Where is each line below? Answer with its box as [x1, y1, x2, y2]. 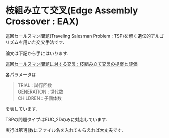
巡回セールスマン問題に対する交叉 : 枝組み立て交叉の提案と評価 [5, 61, 138, 67]
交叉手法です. [36, 39, 65, 45]
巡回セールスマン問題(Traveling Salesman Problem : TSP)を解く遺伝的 [5, 33, 151, 39]
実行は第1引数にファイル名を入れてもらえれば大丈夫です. [5, 127, 123, 133]
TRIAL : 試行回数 [17, 82, 52, 88]
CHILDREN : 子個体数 [17, 95, 62, 101]
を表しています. [5, 106, 38, 112]
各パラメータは [5, 71, 36, 77]
